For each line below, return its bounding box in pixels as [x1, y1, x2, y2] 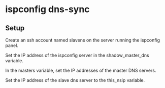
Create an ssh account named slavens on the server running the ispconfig [5, 37, 160, 43]
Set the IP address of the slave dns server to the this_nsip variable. [5, 77, 145, 83]
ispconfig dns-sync [5, 4, 90, 15]
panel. [5, 42, 19, 49]
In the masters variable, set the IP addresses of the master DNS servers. [5, 67, 156, 73]
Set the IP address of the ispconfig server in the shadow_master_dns [5, 52, 149, 58]
